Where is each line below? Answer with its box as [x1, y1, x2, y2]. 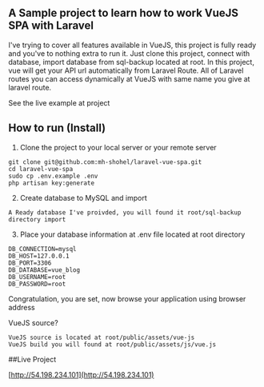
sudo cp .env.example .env [8, 172, 98, 180]
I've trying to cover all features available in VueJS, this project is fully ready [8, 40, 257, 50]
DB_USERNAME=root [8, 273, 66, 281]
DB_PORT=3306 [8, 259, 52, 267]
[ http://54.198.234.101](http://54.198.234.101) [8, 369, 154, 379]
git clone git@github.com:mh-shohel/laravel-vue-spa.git [8, 158, 202, 166]
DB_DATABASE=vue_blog [8, 265, 81, 274]
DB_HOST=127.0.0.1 [8, 252, 70, 260]
